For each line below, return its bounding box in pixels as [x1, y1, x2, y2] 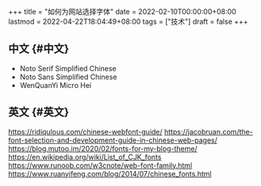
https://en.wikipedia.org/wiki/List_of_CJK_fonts [8, 152, 162, 161]
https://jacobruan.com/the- [163, 127, 254, 136]
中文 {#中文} [8, 42, 70, 55]
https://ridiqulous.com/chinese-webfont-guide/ [8, 127, 163, 136]
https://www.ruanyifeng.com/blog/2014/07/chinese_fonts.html [8, 169, 212, 178]
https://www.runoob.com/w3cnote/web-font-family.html [8, 161, 193, 170]
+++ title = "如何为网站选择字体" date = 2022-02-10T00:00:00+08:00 [8, 7, 236, 16]
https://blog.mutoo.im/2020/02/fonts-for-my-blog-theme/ [8, 143, 198, 153]
